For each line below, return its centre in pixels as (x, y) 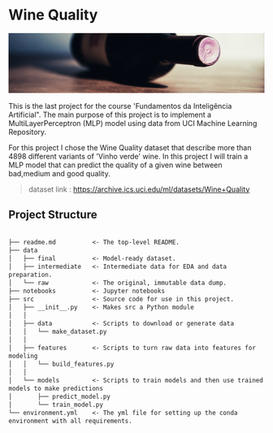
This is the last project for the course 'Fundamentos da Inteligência (120, 106)
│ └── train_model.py (56, 405)
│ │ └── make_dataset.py (58, 332)
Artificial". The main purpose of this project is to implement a (110, 115)
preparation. (30, 275)
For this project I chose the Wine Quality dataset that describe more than (130, 147)
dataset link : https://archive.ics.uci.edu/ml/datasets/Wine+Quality (139, 189)
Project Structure (53, 214)
